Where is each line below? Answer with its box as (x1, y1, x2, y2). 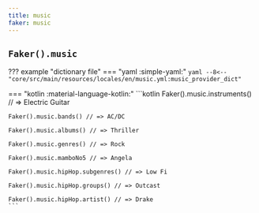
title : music (8, 11, 51, 20)
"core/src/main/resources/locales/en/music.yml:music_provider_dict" (8, 76, 242, 84)
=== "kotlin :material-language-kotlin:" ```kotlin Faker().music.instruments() (8, 89, 253, 99)
